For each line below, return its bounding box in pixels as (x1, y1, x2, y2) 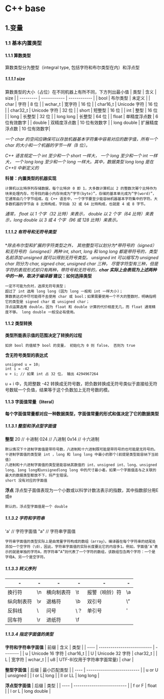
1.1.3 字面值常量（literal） (5, 399, 57, 405)
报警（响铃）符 (87, 589, 122, 596)
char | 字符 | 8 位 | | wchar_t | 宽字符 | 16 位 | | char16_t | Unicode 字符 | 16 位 (5, 101, 158, 107)
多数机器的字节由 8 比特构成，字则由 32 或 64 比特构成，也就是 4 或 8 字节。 (5, 201, 148, 206)
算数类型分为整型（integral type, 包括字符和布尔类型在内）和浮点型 (5, 64, 140, 70)
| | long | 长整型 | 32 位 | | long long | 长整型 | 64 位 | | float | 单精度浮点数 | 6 (5, 113, 159, 119)
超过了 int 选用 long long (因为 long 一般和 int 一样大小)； (5, 289, 123, 294)
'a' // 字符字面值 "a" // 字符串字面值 (5, 528, 76, 534)
